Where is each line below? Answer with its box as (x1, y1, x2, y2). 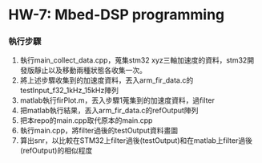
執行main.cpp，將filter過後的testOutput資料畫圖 (19, 126, 179, 136)
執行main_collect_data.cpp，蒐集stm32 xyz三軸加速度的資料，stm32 (19, 55, 248, 65)
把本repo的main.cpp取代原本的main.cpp (19, 116, 153, 125)
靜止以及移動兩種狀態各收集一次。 (34, 66, 147, 75)
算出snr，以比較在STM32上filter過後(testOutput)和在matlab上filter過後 (19, 136, 252, 145)
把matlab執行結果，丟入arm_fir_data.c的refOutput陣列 (19, 106, 199, 116)
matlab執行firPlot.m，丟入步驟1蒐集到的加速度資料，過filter (19, 96, 215, 105)
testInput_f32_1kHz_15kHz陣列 (19, 86, 119, 96)
